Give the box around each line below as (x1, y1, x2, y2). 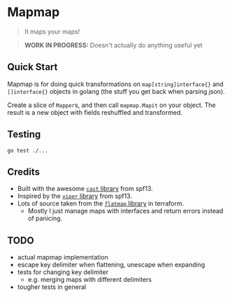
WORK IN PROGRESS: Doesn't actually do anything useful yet (24, 41, 203, 49)
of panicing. (27, 214, 63, 222)
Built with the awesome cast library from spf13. (17, 185, 154, 193)
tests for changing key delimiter (17, 268, 109, 276)
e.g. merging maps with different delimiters (27, 276, 152, 284)
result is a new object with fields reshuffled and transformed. (7, 108, 183, 116)
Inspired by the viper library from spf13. (17, 192, 133, 200)
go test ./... (7, 147, 49, 154)
